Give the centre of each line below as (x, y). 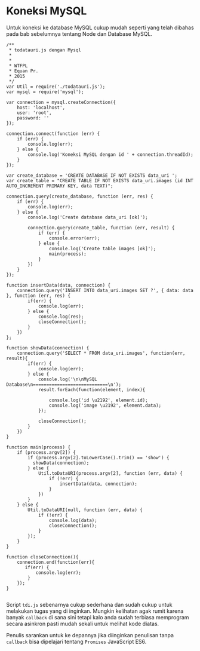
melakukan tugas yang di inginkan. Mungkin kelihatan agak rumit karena (95, 611)
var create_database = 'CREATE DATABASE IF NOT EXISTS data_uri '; (92, 175)
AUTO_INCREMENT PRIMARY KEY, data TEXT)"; (60, 186)
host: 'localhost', (41, 108)
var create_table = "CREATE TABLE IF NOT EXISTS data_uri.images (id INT (100, 180)
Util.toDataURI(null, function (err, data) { (85, 510)
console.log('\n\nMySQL (67, 379)
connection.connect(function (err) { (53, 133)
